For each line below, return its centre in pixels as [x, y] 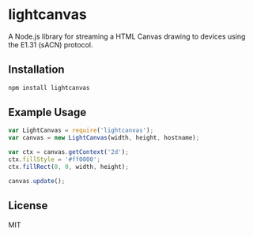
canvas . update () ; [37, 181]
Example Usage [47, 112]
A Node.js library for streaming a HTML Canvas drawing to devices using [127, 36]
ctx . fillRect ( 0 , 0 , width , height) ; [68, 167]
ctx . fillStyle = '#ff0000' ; [55, 159]
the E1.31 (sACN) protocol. [51, 44]
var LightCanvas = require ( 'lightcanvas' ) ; [81, 131]
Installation [36, 70]
